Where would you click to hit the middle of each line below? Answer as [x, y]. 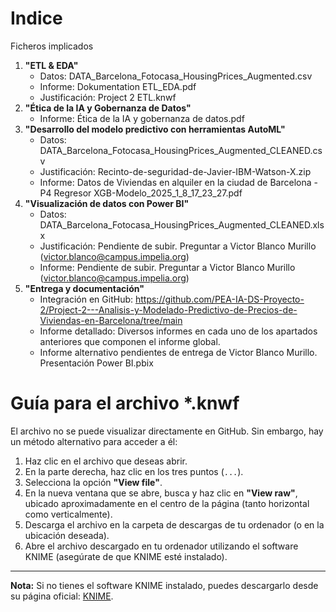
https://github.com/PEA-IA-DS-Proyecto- [219, 299]
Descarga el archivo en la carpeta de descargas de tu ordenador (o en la [174, 524]
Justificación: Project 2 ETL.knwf [108, 97]
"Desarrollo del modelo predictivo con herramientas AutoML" [155, 129]
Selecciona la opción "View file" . [93, 482]
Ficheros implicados [52, 46]
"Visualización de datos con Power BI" [107, 203]
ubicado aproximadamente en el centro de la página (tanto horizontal [167, 503]
